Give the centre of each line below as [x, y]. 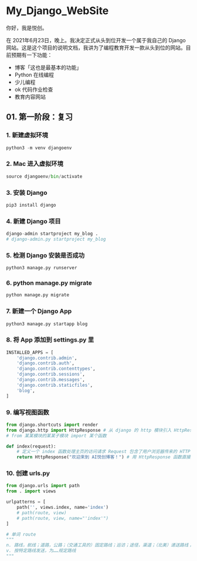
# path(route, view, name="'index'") [63, 518]
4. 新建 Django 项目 [33, 221]
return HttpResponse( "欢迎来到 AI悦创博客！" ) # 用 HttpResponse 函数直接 [103, 457]
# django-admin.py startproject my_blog [56, 239]
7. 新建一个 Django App [39, 311]
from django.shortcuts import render [52, 425]
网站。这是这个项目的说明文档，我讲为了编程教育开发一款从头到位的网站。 [96, 48]
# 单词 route [21, 534]
